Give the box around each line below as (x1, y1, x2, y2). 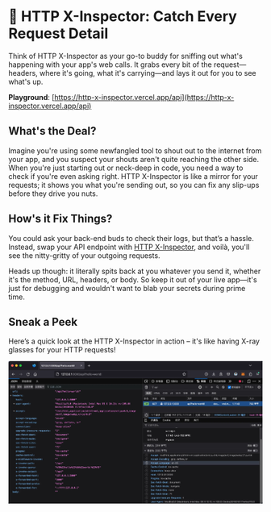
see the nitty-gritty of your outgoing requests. (8, 250, 161, 260)
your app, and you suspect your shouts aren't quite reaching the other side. (8, 154, 260, 164)
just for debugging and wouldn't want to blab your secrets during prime (8, 283, 246, 293)
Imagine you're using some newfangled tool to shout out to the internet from (8, 145, 262, 156)
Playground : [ (8, 92, 55, 102)
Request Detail (8, 24, 109, 43)
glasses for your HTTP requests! (8, 345, 116, 355)
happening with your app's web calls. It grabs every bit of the (8, 60, 212, 69)
